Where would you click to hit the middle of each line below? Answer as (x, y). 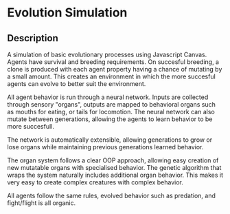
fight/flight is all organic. (42, 203)
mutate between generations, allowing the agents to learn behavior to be (110, 119)
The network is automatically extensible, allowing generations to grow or (110, 140)
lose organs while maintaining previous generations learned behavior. (105, 147)
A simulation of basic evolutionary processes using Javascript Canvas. (107, 54)
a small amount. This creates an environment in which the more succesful (112, 76)
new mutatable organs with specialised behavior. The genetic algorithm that (114, 168)
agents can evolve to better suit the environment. (77, 84)
